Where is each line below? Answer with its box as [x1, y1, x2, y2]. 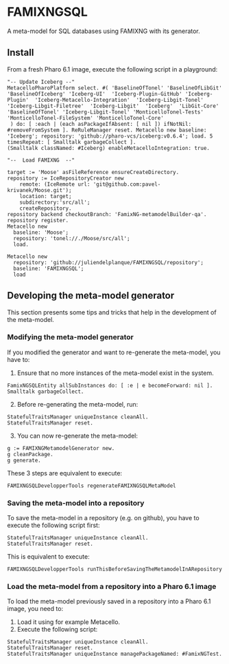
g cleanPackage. [7, 451, 53, 458]
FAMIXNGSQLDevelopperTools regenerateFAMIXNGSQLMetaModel [7, 482, 176, 489]
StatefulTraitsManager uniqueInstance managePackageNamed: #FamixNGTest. [7, 651, 223, 658]
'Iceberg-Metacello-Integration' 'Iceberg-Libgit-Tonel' [34, 96, 204, 103]
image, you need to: [7, 605, 64, 613]
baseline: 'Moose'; [13, 228, 69, 236]
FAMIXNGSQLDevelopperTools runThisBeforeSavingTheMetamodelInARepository [7, 566, 223, 573]
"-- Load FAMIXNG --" [7, 156, 75, 164]
